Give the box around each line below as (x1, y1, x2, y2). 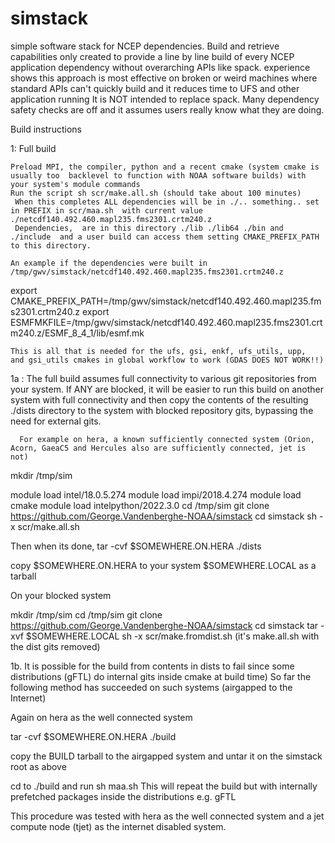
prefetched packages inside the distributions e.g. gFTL (10, 790, 237, 802)
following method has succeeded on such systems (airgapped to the (10, 681, 293, 693)
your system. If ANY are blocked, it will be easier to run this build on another (10, 383, 325, 395)
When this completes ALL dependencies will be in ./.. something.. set (14, 197, 320, 207)
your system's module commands (10, 179, 141, 189)
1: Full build (10, 142, 57, 154)
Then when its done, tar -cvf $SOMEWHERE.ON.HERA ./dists (10, 540, 262, 552)
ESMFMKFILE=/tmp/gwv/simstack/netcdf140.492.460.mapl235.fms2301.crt (10, 316, 323, 328)
